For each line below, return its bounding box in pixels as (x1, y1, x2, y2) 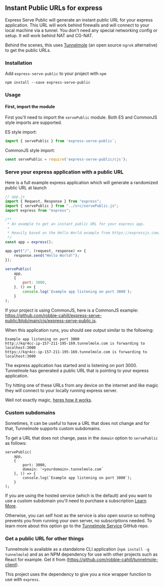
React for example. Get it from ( (5, 557, 68, 563)
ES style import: (5, 129, 37, 135)
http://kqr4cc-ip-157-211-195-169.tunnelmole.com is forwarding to (5, 341, 145, 346)
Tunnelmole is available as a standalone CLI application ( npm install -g (5, 546, 150, 552)
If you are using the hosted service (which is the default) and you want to (5, 492, 152, 498)
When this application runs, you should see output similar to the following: (5, 327, 154, 333)
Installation (5, 59, 33, 66)
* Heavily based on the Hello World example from (7, 230, 110, 236)
